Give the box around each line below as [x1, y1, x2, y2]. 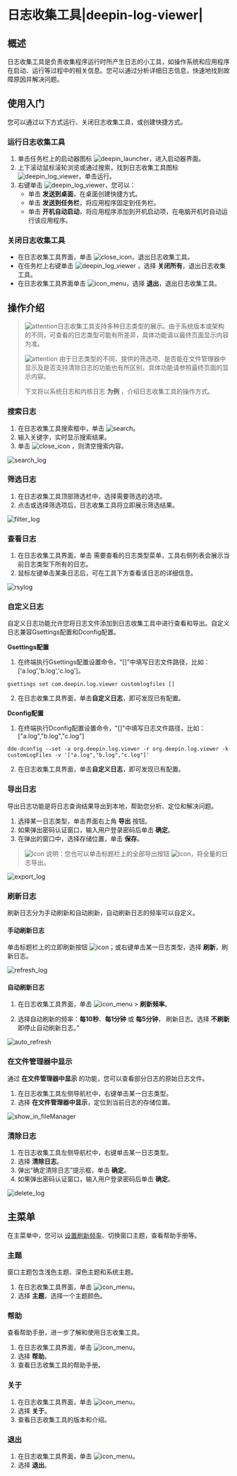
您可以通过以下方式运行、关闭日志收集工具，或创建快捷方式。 [7, 118, 187, 126]
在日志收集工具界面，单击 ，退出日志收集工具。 [17, 252, 194, 262]
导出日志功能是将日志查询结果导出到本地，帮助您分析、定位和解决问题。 [7, 802, 217, 810]
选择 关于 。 [17, 1406, 51, 1415]
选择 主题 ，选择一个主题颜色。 [17, 1292, 107, 1300]
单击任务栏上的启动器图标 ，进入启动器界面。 [17, 154, 205, 163]
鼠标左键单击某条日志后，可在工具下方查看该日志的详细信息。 [17, 569, 197, 578]
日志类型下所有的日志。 [23, 560, 92, 568]
